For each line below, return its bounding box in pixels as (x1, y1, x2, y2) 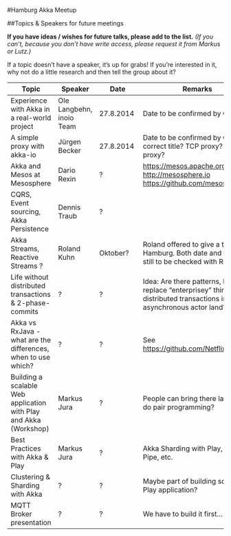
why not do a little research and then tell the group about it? (7, 68, 177, 76)
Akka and (10, 161, 41, 171)
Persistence (10, 224, 49, 234)
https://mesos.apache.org (142, 161, 227, 171)
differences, (10, 344, 49, 353)
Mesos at (10, 170, 41, 179)
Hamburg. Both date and (142, 248, 222, 258)
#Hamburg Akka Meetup (7, 6, 77, 14)
